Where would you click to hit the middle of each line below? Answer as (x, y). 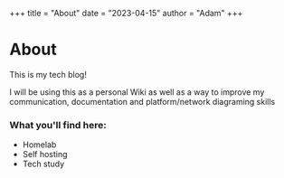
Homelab (39, 145)
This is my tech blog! (48, 74)
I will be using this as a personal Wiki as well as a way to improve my (137, 92)
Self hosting (45, 155)
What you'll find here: (58, 125)
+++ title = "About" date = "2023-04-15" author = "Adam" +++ (126, 13)
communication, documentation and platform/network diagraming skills (142, 101)
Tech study (43, 164)
